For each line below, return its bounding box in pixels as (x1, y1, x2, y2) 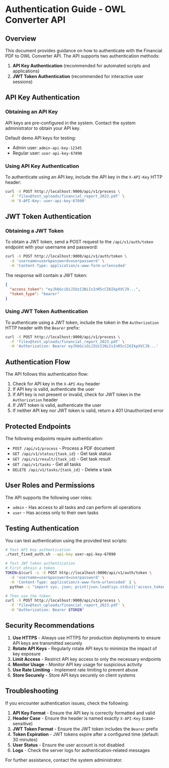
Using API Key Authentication (5, 162, 79, 169)
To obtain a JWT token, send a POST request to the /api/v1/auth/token (5, 239, 153, 245)
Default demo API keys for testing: (5, 135, 76, 141)
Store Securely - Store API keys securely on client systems (12, 672, 136, 678)
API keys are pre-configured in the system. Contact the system (5, 120, 136, 126)
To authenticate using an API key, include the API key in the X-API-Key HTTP (5, 174, 162, 180)
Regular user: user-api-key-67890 (12, 150, 82, 156)
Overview (5, 34, 37, 43)
